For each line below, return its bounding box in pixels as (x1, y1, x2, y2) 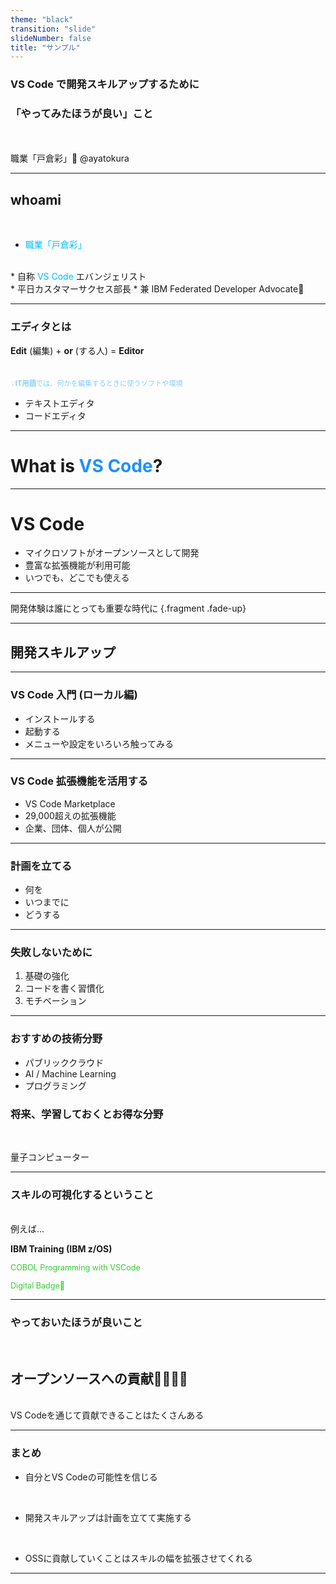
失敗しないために (10, 946, 93, 960)
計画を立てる (10, 859, 73, 873)
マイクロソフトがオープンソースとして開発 (24, 547, 200, 559)
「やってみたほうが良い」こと (10, 107, 154, 121)
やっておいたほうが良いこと (10, 1316, 143, 1330)
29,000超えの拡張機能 (24, 809, 117, 821)
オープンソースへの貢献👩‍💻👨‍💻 (10, 1371, 188, 1388)
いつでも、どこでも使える (24, 572, 130, 584)
